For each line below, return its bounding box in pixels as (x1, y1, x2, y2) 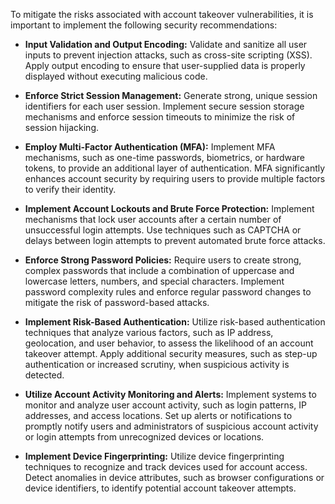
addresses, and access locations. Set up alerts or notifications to (24, 410, 293, 421)
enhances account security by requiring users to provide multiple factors (24, 173, 326, 184)
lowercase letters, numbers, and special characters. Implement (24, 275, 285, 287)
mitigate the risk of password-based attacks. (24, 297, 210, 308)
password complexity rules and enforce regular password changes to (24, 286, 312, 298)
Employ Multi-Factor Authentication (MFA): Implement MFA (24, 141, 276, 153)
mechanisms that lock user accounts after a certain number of (24, 214, 282, 225)
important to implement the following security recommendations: (10, 19, 278, 31)
